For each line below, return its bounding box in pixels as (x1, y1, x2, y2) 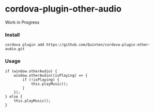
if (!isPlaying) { (22, 77, 60, 82)
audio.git (5, 47, 25, 52)
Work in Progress (5, 19, 40, 25)
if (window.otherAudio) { (5, 69, 57, 73)
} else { (5, 94, 23, 99)
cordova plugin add (5, 42, 45, 47)
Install (5, 31, 20, 38)
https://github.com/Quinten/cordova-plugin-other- (46, 42, 151, 47)
